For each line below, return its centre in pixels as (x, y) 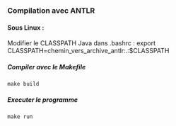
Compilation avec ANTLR (51, 11)
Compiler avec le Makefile (47, 67)
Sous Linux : (26, 28)
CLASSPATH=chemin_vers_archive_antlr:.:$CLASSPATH (88, 51)
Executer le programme (42, 99)
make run (20, 117)
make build (23, 84)
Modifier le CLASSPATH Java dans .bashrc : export (81, 43)
